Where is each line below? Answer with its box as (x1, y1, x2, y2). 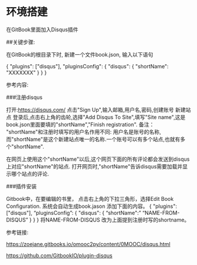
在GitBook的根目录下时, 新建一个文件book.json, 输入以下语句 (6, 51, 153, 58)
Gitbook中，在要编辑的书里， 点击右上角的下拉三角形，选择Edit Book (6, 195, 174, 202)
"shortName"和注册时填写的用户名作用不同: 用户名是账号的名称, (6, 128, 161, 135)
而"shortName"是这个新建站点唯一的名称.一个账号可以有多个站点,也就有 (6, 135, 180, 143)
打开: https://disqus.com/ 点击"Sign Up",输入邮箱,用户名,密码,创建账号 (6, 106, 174, 113)
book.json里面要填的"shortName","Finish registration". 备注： (6, 121, 155, 128)
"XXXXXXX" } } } (6, 69, 47, 76)
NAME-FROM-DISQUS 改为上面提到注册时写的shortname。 (45, 216, 190, 223)
